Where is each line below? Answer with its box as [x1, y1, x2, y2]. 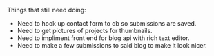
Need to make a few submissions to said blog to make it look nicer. [17, 41, 207, 49]
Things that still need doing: [7, 6, 86, 14]
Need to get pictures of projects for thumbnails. [17, 27, 153, 35]
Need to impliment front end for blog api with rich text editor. [17, 34, 190, 42]
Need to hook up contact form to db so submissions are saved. [17, 19, 197, 27]
